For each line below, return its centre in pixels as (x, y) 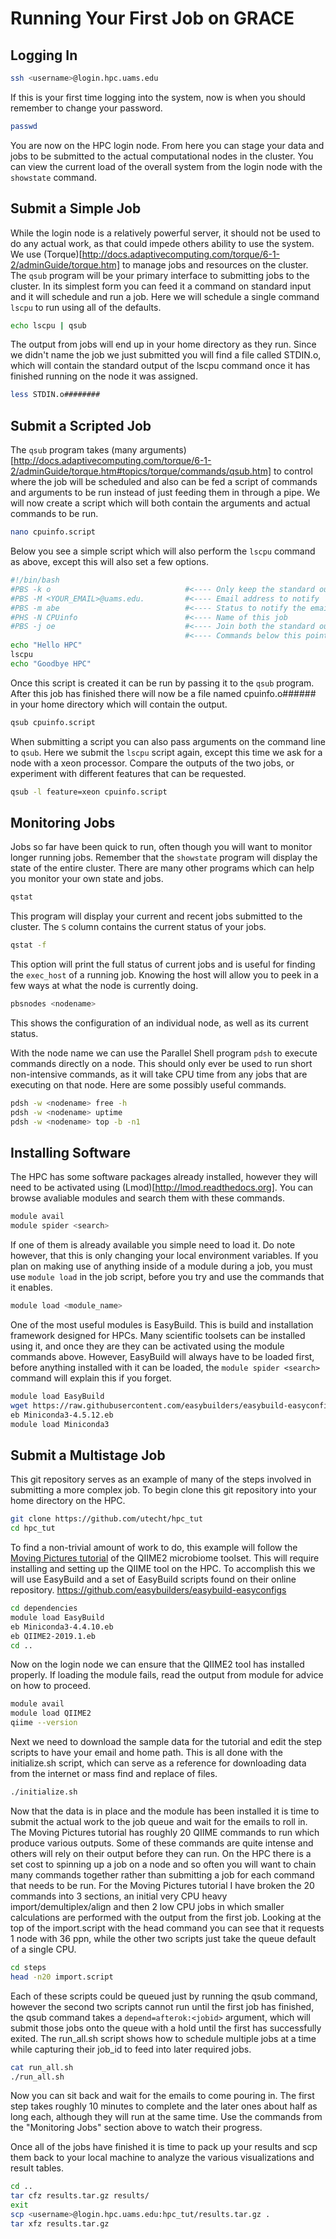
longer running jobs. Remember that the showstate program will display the (164, 858)
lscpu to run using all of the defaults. (86, 307)
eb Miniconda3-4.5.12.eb (62, 1415)
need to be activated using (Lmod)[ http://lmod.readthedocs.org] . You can (162, 1188)
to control (293, 471)
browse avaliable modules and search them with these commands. (147, 1198)
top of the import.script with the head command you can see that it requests (167, 1928)
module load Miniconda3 (60, 1424)
